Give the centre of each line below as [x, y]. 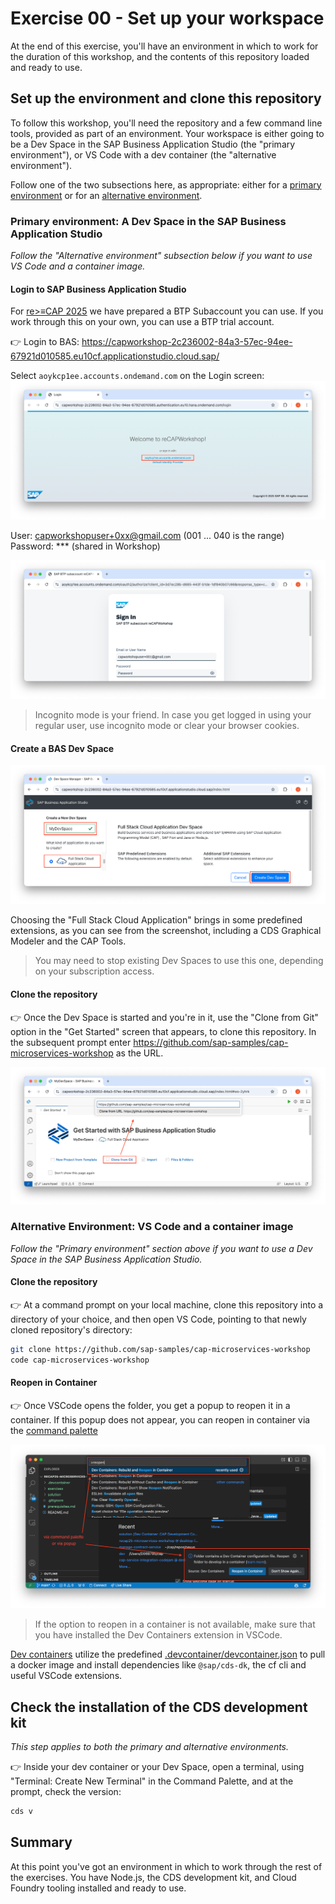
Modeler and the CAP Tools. [68, 941]
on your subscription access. [94, 971]
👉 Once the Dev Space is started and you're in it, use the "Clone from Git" [164, 1017]
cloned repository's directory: [71, 1330]
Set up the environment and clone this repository [166, 98]
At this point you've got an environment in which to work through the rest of [166, 1866]
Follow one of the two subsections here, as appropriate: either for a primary [166, 184]
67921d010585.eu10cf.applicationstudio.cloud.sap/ [115, 356]
